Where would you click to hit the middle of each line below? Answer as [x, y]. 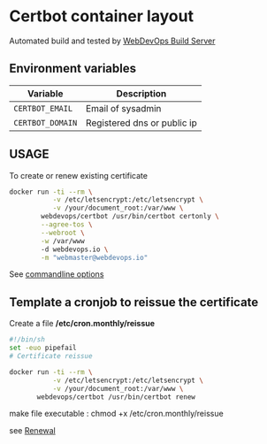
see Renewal [32, 431]
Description [141, 93]
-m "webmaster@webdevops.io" [95, 257]
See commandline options [57, 274]
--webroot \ [63, 233]
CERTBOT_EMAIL [43, 108]
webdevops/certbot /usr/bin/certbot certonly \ [130, 217]
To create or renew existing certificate [79, 175]
